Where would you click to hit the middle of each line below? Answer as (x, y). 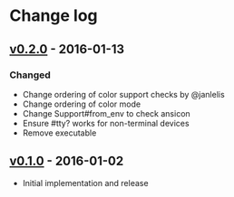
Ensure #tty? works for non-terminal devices (106, 123)
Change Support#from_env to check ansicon (106, 113)
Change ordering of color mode (82, 104)
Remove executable (59, 133)
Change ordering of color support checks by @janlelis (123, 94)
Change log (54, 16)
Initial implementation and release (85, 183)
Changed (30, 75)
